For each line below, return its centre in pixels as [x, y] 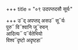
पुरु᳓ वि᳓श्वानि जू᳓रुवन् [27, 27]
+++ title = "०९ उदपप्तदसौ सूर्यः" [39, 9]
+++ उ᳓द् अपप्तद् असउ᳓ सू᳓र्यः [36, 21]
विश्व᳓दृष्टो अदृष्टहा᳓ [24, 40]
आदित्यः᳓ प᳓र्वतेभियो [24, 34]
